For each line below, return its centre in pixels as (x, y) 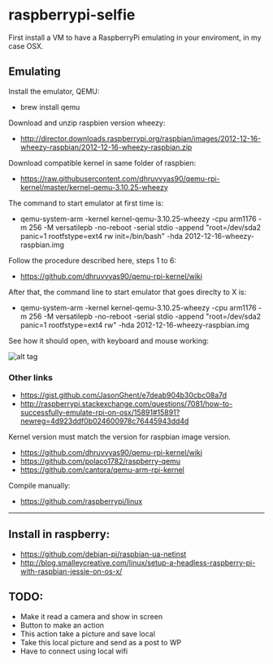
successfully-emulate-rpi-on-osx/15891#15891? (100, 413)
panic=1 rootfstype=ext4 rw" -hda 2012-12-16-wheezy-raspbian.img (134, 325)
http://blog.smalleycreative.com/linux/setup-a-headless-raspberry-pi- (138, 562)
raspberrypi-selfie (72, 15)
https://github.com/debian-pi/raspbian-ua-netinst (103, 553)
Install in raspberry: (59, 534)
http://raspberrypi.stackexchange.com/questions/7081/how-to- (126, 404)
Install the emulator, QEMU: (54, 91)
